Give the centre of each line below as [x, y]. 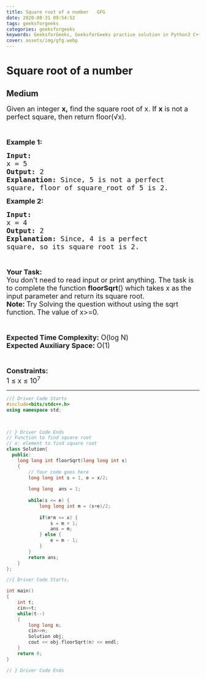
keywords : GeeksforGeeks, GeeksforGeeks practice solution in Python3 [98, 35]
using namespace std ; [34, 410]
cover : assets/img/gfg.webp [42, 40]
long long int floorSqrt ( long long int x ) [72, 460]
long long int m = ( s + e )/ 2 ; [75, 506]
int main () [20, 591]
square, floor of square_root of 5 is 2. [87, 188]
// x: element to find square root [52, 444]
